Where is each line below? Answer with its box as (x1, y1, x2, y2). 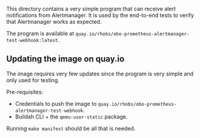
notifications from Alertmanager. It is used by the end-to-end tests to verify (6, 12, 195, 19)
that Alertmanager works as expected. (6, 18, 102, 25)
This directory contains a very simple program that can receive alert (6, 5, 176, 12)
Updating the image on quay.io (6, 54, 125, 64)
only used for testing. (6, 76, 59, 84)
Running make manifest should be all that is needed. (6, 125, 136, 132)
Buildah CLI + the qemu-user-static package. (15, 112, 128, 120)
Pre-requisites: (6, 88, 44, 95)
